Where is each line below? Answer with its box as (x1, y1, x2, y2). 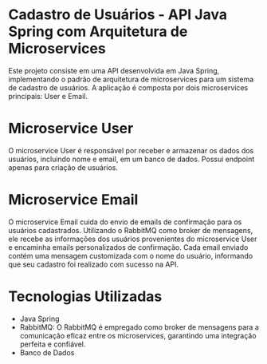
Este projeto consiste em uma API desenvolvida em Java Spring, (8, 65, 220, 75)
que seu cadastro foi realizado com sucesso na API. (8, 259, 179, 269)
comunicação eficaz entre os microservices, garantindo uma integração (19, 330, 257, 340)
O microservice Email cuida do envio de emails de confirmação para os (8, 217, 242, 227)
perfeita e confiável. (19, 339, 86, 349)
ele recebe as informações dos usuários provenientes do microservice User (8, 234, 257, 243)
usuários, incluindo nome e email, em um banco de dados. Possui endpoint (8, 154, 255, 164)
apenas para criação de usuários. (8, 162, 118, 172)
